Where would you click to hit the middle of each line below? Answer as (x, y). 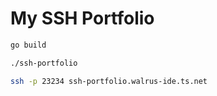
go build (28, 45)
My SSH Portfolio (82, 18)
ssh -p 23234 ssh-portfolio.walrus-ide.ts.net (109, 81)
